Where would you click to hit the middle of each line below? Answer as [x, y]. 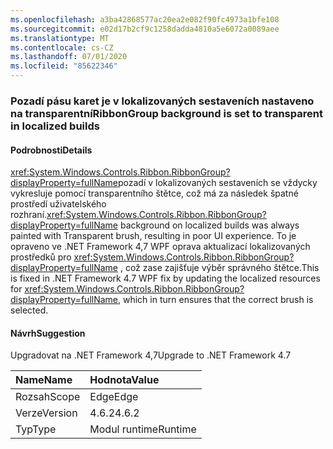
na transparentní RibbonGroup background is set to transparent [166, 113]
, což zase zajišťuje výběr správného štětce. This [219, 268]
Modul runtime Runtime [143, 429]
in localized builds [55, 126]
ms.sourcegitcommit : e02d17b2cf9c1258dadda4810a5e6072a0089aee [145, 29]
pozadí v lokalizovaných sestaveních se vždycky [218, 183]
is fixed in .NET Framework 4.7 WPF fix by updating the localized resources [165, 278]
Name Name [44, 380]
